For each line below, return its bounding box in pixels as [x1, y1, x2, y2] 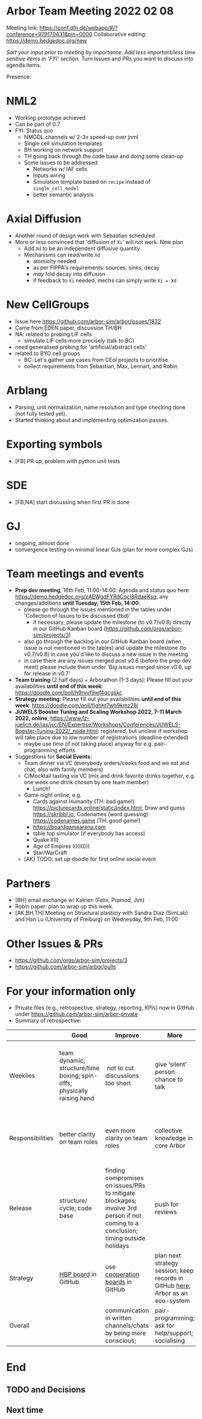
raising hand [59, 1094, 94, 1103]
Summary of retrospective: [14, 1017, 82, 1024]
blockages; [105, 1197, 136, 1205]
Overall [9, 1321, 29, 1330]
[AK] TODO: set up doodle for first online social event [23, 855, 156, 862]
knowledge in [155, 1134, 194, 1143]
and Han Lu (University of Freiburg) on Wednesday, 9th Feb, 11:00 [14, 915, 179, 923]
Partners [6, 876, 51, 890]
